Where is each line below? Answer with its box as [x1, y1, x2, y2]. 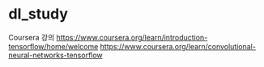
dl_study [8, 5, 69, 23]
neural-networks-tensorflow [8, 50, 103, 60]
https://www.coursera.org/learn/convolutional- [100, 41, 257, 51]
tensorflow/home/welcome [8, 41, 99, 51]
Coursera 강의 [8, 32, 55, 42]
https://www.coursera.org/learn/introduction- [56, 32, 208, 42]
